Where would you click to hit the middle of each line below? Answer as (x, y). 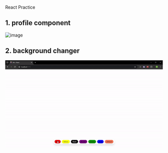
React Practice (20, 7)
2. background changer (42, 51)
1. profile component (38, 23)
